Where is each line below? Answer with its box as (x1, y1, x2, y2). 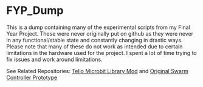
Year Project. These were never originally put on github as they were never (6, 30, 193, 37)
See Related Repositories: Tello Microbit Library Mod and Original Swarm (6, 67, 189, 74)
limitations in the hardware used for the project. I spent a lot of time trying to (6, 49, 197, 56)
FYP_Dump (6, 4, 64, 18)
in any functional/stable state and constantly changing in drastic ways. (6, 36, 183, 43)
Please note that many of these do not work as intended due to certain (6, 43, 183, 50)
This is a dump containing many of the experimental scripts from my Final (6, 24, 190, 31)
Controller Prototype (6, 74, 58, 81)
